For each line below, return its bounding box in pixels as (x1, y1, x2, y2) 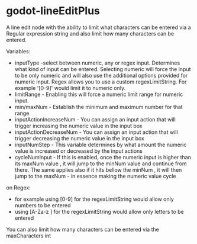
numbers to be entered (14, 201, 71, 208)
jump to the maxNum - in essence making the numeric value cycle (14, 172, 176, 179)
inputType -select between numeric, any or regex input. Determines (14, 59, 180, 66)
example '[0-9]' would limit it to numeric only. (14, 84, 126, 91)
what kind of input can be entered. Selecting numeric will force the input (14, 65, 191, 72)
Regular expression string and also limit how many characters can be (6, 30, 175, 37)
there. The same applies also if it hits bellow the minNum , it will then (14, 166, 182, 173)
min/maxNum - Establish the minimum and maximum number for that (14, 103, 183, 110)
